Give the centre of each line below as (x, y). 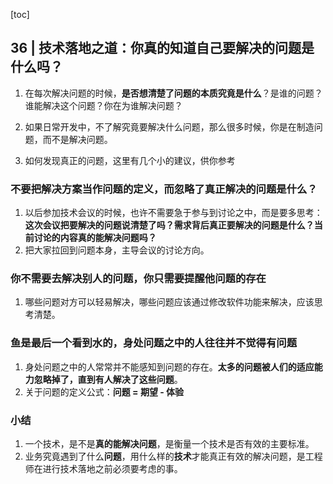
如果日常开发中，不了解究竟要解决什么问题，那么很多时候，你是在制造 (169, 126)
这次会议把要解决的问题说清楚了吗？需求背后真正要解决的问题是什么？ (169, 225)
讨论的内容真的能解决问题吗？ (95, 238)
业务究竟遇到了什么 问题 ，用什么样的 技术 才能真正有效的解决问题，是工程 (173, 456)
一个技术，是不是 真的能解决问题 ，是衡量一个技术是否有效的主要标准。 (169, 443)
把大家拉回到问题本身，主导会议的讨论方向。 (117, 250)
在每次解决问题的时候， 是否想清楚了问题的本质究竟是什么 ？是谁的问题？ (173, 93)
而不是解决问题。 (77, 139)
